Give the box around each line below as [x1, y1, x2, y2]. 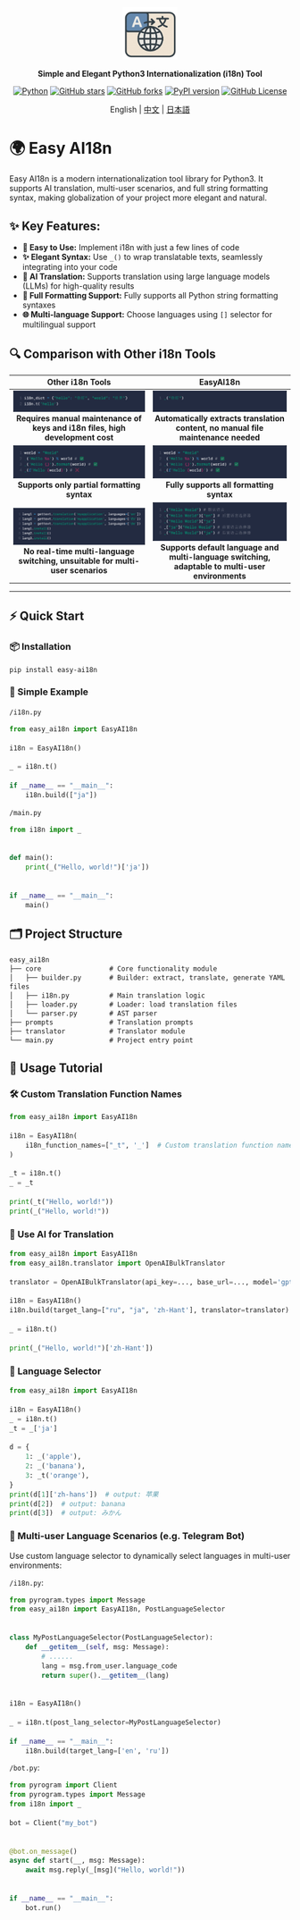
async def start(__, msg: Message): [9, 1857, 146, 1865]
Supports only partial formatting [17, 479, 141, 490]
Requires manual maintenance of [16, 413, 143, 424]
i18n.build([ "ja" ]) [25, 790, 98, 799]
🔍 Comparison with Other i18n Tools [9, 346, 216, 361]
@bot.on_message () [9, 1847, 78, 1856]
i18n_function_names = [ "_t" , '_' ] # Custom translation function [25, 1141, 274, 1149]
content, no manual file [175, 423, 264, 434]
